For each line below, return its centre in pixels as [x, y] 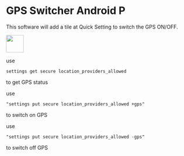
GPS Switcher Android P [66, 11]
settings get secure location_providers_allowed [66, 71]
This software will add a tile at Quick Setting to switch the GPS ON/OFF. [92, 27]
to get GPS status [27, 82]
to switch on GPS [27, 115]
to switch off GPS [27, 147]
